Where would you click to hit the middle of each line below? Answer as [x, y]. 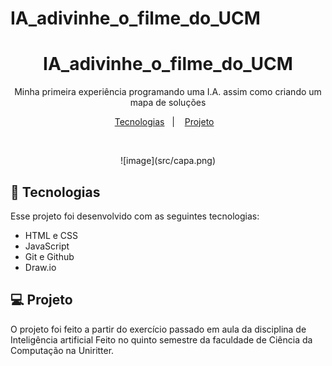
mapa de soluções [168, 103]
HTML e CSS [51, 235]
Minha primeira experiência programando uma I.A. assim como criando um [168, 92]
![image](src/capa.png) [168, 161]
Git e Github [49, 256]
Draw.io [40, 267]
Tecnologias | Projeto [164, 122]
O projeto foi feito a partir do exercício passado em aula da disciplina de [158, 329]
